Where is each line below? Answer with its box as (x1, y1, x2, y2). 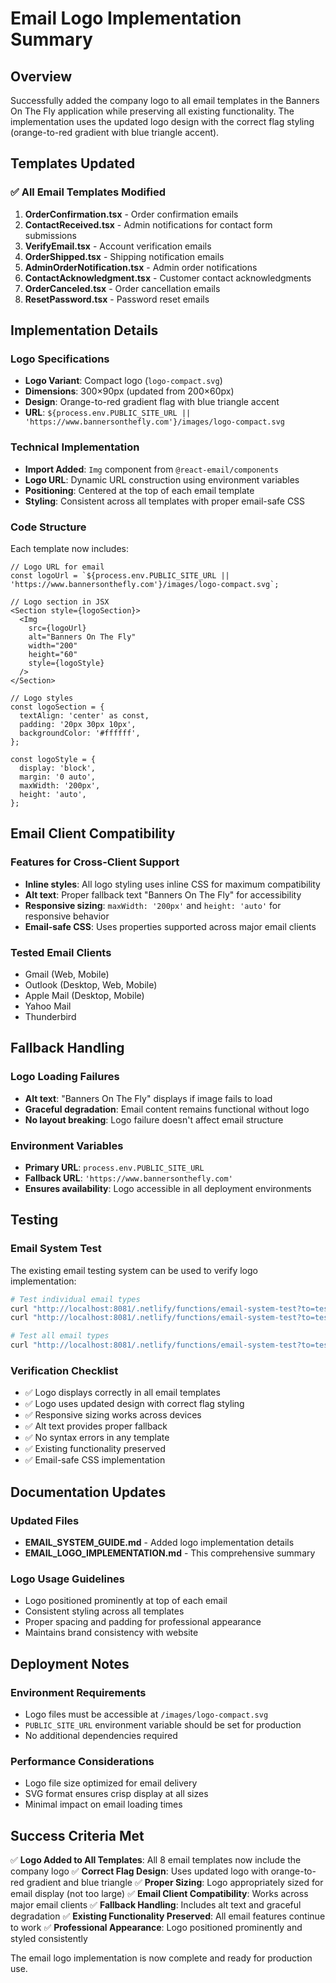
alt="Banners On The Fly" (28, 632, 137, 642)
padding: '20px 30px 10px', (19, 719, 137, 729)
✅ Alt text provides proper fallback (24, 1420, 168, 1432)
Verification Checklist (10, 1363, 119, 1377)
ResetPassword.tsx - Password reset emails (24, 293, 210, 305)
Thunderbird (24, 1010, 77, 1022)
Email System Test (10, 1242, 102, 1256)
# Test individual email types (10, 1294, 141, 1304)
